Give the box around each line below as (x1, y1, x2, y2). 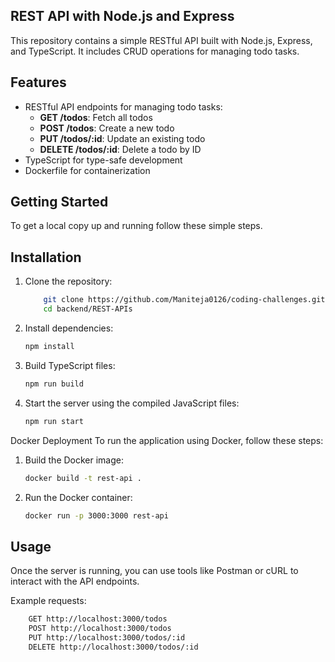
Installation (10, 249, 82, 266)
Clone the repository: (24, 275, 113, 288)
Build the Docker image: (24, 454, 125, 466)
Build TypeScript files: (24, 359, 116, 371)
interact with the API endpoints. (10, 575, 140, 588)
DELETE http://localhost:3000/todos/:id (28, 642, 199, 652)
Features (10, 74, 67, 91)
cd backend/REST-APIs (43, 304, 133, 314)
